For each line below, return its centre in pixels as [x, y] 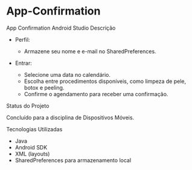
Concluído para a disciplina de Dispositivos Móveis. [70, 117]
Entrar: [23, 63]
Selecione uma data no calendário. [67, 74]
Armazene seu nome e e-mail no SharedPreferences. [90, 51]
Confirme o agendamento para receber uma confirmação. [96, 94]
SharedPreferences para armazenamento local [73, 160]
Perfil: [22, 39]
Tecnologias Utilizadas [34, 129]
